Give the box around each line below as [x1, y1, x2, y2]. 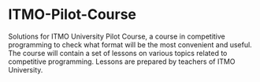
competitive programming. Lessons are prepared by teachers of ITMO [8, 57, 236, 66]
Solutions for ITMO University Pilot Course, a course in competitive [8, 32, 226, 41]
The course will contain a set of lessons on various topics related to [8, 48, 228, 58]
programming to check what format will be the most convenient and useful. [8, 39, 252, 49]
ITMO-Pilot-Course [8, 6, 136, 24]
